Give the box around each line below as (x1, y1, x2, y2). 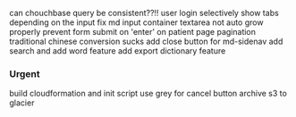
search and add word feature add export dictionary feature (9, 46, 226, 56)
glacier (9, 97, 35, 108)
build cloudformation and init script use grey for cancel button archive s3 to (9, 88, 288, 99)
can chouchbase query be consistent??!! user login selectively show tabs (9, 8, 279, 18)
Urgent (9, 67, 40, 79)
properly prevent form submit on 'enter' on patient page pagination (9, 27, 257, 37)
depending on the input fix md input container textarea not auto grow (9, 17, 264, 28)
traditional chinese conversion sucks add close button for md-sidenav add (9, 36, 283, 46)
